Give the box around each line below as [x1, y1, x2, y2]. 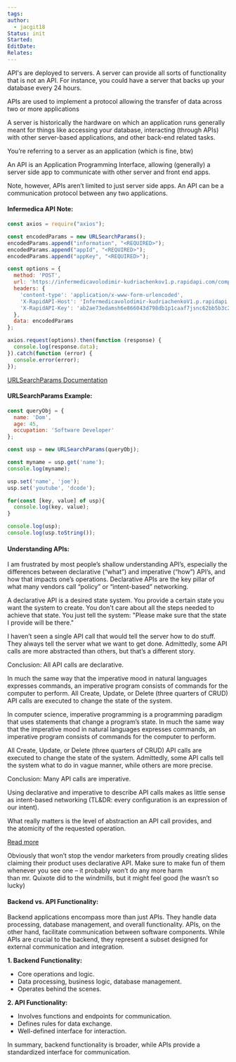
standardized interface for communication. [7, 1048, 131, 1056]
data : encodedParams [13, 317, 74, 325]
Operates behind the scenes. [17, 985, 102, 993]
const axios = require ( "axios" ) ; [7, 220, 105, 228]
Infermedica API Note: [7, 205, 74, 213]
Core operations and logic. [17, 970, 95, 978]
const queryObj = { [7, 407, 65, 414]
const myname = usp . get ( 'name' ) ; [7, 459, 105, 466]
